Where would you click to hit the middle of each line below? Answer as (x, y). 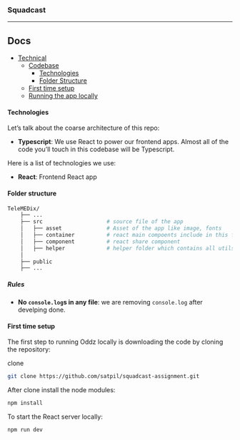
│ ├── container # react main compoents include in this (124, 235)
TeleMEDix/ (24, 208)
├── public (36, 262)
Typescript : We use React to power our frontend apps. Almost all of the (123, 142)
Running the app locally (63, 96)
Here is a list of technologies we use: (62, 163)
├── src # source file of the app (102, 222)
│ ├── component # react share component (100, 241)
